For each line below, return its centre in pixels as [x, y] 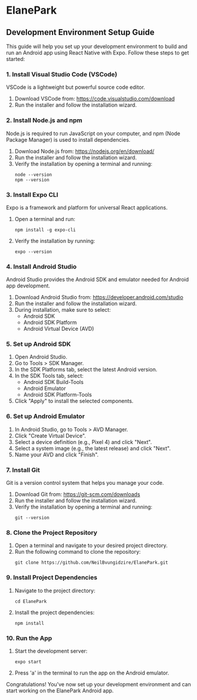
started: [16, 59]
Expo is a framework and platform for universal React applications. [87, 207]
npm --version [32, 180]
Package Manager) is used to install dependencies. [68, 139]
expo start [28, 661]
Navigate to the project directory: [55, 590]
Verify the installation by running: [55, 241]
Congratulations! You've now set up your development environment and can [98, 684]
